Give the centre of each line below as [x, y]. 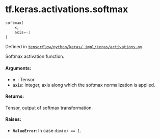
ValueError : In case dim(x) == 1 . [47, 131]
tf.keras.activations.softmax [67, 9]
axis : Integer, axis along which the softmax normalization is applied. [84, 85]
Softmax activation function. [35, 56]
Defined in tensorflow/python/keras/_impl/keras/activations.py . [74, 47]
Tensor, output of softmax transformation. [49, 108]
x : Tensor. [24, 79]
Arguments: [18, 68]
